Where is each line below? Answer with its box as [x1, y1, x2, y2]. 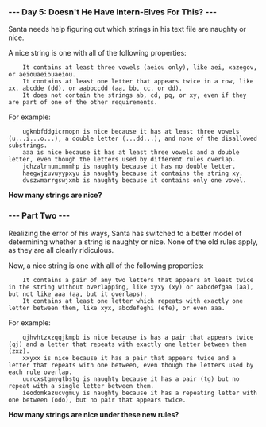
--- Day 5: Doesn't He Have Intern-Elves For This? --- [8, 6, 217, 17]
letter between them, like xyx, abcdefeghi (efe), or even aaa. [8, 304, 226, 312]
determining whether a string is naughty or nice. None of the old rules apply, [8, 237, 258, 246]
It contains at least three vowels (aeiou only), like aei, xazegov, [22, 64, 258, 72]
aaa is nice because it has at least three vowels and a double [22, 149, 240, 157]
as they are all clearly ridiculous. [8, 245, 114, 254]
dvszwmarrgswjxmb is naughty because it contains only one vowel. [22, 177, 247, 184]
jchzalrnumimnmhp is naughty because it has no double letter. [22, 162, 237, 171]
